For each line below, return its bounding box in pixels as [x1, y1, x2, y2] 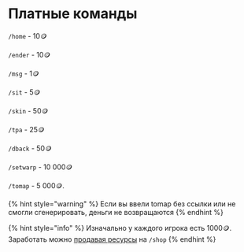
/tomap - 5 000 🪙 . [8, 180, 65, 190]
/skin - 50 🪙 [8, 106, 49, 115]
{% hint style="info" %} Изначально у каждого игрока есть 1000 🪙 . [8, 223, 232, 232]
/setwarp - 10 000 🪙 [8, 162, 73, 172]
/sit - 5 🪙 [8, 87, 41, 97]
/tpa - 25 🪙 [8, 124, 45, 134]
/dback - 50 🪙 [8, 143, 53, 153]
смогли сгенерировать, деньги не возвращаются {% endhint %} [8, 207, 224, 217]
